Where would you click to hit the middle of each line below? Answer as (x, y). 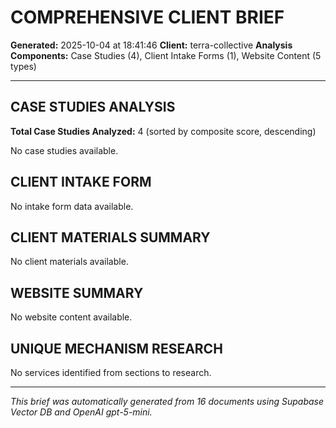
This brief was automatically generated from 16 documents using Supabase (167, 401)
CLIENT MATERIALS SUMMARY (110, 237)
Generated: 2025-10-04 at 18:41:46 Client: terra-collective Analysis (151, 45)
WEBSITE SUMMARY (77, 292)
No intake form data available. (72, 206)
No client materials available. (69, 262)
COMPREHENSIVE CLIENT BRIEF (147, 17)
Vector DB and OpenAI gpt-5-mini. (81, 412)
